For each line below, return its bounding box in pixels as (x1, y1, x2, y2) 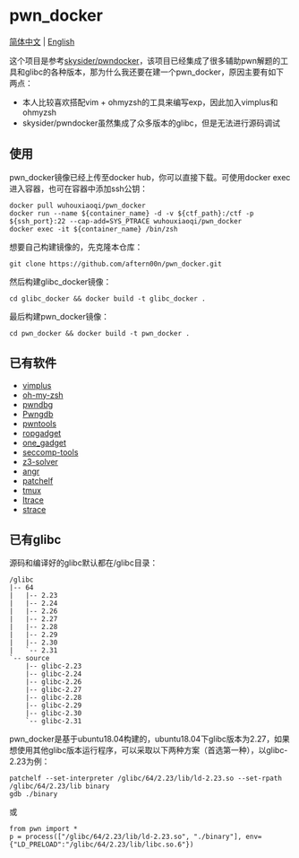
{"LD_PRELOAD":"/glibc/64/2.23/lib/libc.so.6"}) (9, 840, 194, 849)
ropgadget (21, 427, 62, 438)
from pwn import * (9, 825, 78, 834)
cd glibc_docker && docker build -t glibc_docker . (9, 293, 206, 303)
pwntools (21, 418, 56, 429)
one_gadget (21, 437, 67, 448)
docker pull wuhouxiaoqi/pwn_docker (9, 201, 146, 210)
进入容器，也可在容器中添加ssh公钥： (9, 183, 149, 194)
